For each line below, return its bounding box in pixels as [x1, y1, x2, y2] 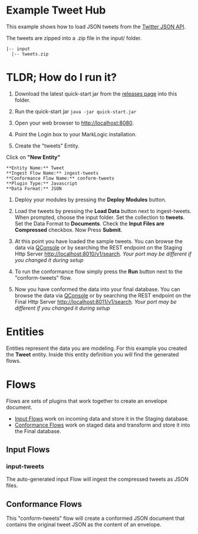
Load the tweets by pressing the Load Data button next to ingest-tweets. [14, 207, 192, 214]
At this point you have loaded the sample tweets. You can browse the [14, 237, 183, 245]
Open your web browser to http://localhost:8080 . [14, 119, 134, 126]
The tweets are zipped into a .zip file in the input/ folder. [6, 34, 142, 41]
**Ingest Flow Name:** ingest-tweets [6, 170, 99, 176]
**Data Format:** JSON [6, 185, 62, 192]
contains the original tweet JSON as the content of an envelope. [6, 521, 162, 528]
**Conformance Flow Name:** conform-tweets [6, 175, 115, 181]
